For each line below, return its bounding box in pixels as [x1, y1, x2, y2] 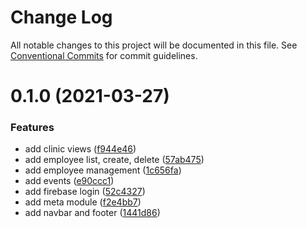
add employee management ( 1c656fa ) [24, 164, 182, 176]
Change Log [10, 6, 113, 29]
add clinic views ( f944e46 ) [24, 143, 137, 155]
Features [10, 121, 55, 135]
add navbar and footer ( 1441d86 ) [24, 207, 161, 219]
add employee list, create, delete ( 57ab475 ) [24, 154, 205, 166]
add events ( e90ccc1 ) [24, 175, 115, 187]
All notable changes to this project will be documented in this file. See [10, 39, 298, 51]
